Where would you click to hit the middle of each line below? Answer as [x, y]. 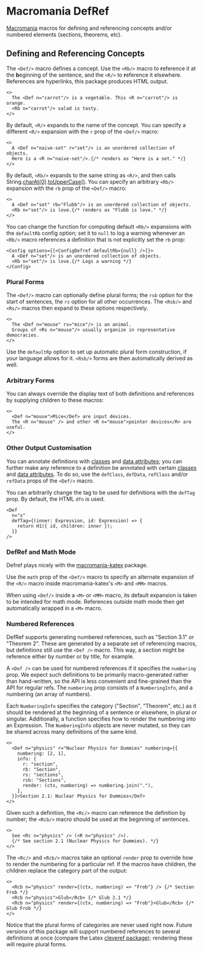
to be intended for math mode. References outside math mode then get [95, 601]
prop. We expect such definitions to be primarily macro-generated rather [98, 675]
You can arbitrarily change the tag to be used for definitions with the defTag [101, 492]
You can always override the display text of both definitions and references [100, 394]
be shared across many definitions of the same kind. [72, 732]
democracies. [23, 335]
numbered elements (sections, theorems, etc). [64, 34]
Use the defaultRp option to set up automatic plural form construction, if [97, 352]
